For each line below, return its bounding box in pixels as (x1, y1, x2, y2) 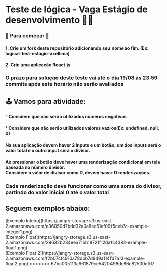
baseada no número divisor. (5, 164, 65, 170)
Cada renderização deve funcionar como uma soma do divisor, (5, 182, 162, 189)
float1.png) (5, 244, 28, 251)
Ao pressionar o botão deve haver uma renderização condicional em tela (5, 159, 160, 165)
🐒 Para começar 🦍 (5, 32, 49, 39)
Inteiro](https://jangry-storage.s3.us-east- (26, 217, 114, 223)
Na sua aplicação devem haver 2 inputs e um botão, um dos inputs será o (5, 142, 161, 148)
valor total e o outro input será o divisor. (5, 148, 91, 154)
